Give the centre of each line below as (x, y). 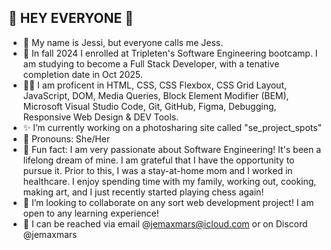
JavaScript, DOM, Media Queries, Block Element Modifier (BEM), (156, 95)
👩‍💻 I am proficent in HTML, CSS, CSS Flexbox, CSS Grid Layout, (155, 85)
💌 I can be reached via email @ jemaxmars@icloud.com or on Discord (165, 223)
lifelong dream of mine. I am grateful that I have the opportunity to (158, 160)
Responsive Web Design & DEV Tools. (101, 117)
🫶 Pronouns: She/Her (66, 138)
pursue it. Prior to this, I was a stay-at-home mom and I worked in (157, 170)
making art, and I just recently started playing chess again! (143, 192)
